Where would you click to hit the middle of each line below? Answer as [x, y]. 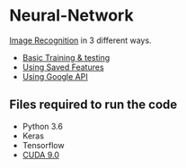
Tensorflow [43, 145]
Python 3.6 [42, 126]
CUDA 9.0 [41, 155]
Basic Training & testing [66, 57]
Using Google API [55, 76]
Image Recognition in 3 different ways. [80, 40]
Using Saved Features [63, 67]
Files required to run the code [93, 105]
